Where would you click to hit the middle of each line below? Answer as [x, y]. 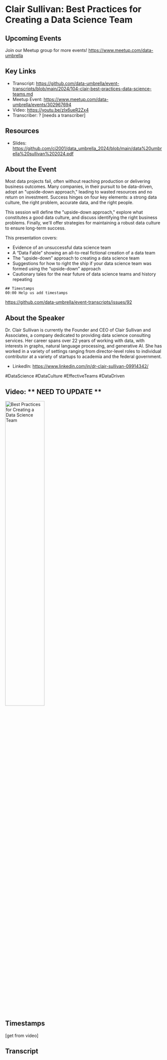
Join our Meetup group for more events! [46, 50]
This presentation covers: [31, 238]
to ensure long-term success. [36, 228]
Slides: [19, 143]
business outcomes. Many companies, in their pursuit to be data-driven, [79, 186]
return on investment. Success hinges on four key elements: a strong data [81, 197]
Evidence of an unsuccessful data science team [62, 247]
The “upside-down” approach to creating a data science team [76, 258]
